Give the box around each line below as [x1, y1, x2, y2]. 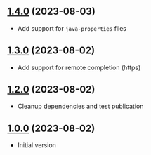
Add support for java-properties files [17, 24, 126, 32]
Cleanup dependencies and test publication [17, 102, 144, 111]
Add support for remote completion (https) [17, 63, 141, 72]
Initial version [17, 141, 56, 149]
